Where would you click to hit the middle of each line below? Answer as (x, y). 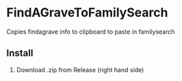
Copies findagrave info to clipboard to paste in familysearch (91, 32)
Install (20, 53)
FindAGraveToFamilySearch (87, 13)
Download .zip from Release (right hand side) (80, 69)
